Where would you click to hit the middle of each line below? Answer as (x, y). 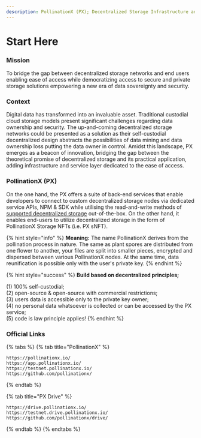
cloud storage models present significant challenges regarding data (90, 121)
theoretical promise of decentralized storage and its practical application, (96, 159)
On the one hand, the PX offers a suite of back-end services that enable (95, 194)
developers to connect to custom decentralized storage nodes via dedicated (100, 200)
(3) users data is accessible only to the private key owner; (77, 299)
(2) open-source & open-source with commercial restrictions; (82, 293)
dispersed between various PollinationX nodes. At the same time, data (93, 257)
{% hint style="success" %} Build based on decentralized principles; (93, 275)
